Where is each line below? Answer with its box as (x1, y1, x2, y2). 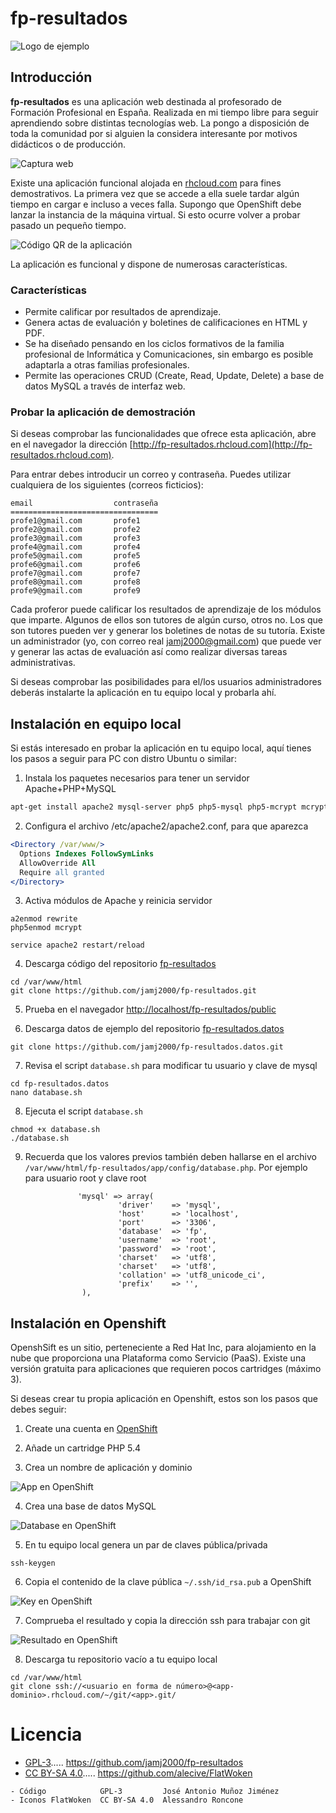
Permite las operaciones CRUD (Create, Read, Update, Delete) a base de (24, 370, 325, 382)
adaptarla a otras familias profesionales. (24, 359, 190, 371)
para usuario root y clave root (24, 1172, 147, 1184)
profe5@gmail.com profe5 (10, 551, 141, 561)
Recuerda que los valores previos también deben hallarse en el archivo (24, 1151, 317, 1163)
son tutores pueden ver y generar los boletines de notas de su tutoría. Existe (10, 625, 326, 637)
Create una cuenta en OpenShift (24, 1423, 158, 1435)
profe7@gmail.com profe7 (10, 568, 141, 579)
